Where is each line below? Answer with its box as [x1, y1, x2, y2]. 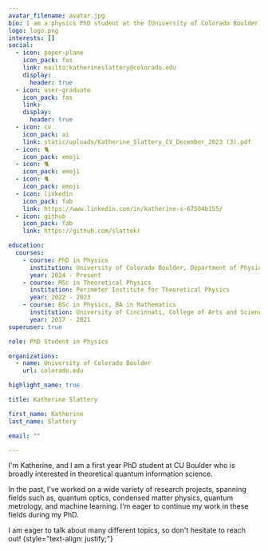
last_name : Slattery [8, 417, 77, 426]
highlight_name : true [8, 381, 81, 390]
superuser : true [8, 323, 62, 331]
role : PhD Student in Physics [8, 337, 109, 346]
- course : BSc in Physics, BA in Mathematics [22, 301, 177, 309]
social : [8, 42, 34, 50]
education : [8, 241, 45, 250]
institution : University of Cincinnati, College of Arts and [29, 308, 238, 316]
